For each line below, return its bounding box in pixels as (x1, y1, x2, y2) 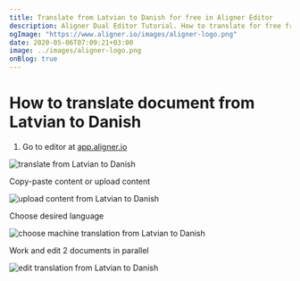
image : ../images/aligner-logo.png (9, 46, 142, 55)
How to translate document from (9, 93, 255, 113)
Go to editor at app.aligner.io (21, 141, 128, 152)
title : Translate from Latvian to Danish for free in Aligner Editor (9, 12, 274, 22)
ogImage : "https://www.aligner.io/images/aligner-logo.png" (9, 29, 238, 38)
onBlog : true (9, 54, 58, 63)
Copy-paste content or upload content (9, 176, 151, 186)
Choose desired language (9, 211, 104, 221)
